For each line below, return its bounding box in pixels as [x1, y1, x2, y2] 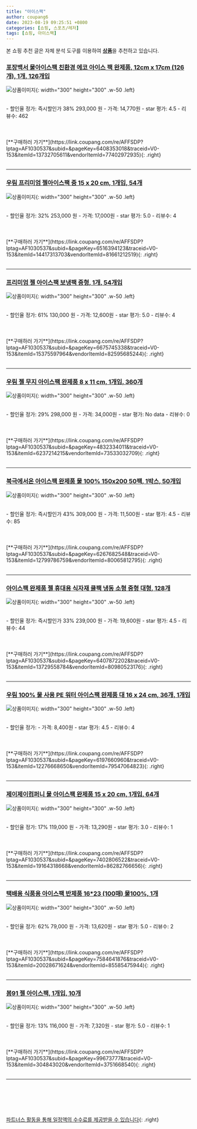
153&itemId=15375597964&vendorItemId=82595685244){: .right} [6, 350, 164, 358]
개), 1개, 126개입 [6, 72, 50, 80]
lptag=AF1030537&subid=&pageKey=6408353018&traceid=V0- [6, 145, 159, 152]
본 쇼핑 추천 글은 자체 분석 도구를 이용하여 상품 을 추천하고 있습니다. [6, 48, 159, 55]
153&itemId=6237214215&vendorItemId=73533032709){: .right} [6, 450, 160, 457]
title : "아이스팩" [6, 8, 46, 15]
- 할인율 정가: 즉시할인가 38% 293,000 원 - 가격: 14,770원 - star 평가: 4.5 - [6, 105, 181, 112]
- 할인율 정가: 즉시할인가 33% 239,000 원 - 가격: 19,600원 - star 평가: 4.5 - [6, 617, 181, 624]
